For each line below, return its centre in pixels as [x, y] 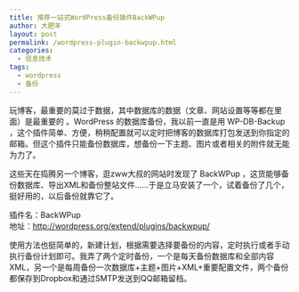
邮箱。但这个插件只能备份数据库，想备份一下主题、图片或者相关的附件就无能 [149, 143]
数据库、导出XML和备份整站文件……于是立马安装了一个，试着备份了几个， [153, 184]
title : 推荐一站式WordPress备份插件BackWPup [87, 17]
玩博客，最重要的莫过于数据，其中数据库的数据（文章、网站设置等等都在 [141, 110]
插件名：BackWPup [45, 215]
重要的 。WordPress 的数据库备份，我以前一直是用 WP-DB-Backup [162, 121]
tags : [19, 68]
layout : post [33, 34]
